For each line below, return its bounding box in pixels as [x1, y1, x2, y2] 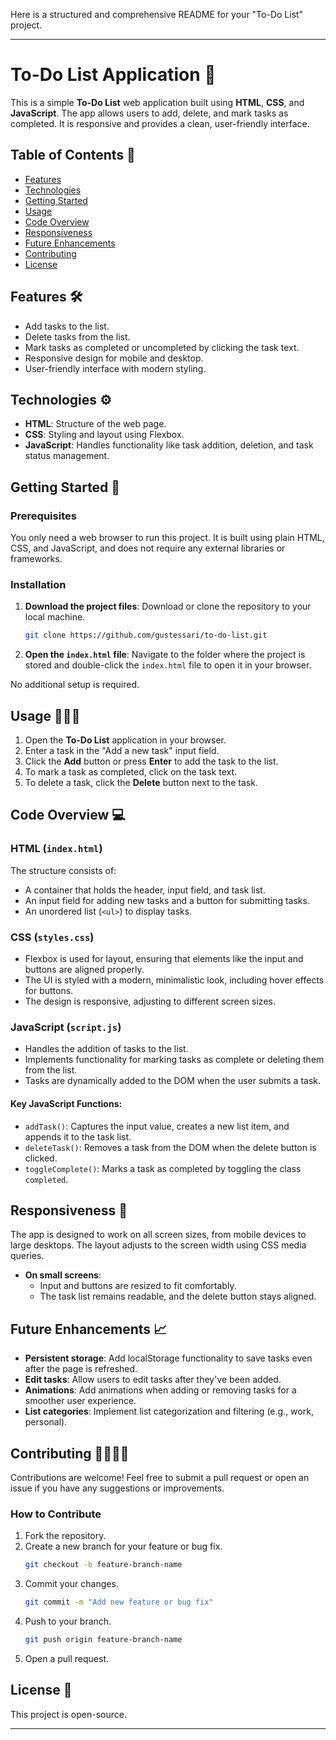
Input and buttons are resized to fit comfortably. [39, 1280, 237, 1292]
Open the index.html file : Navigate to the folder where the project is [24, 649, 306, 661]
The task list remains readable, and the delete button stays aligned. [39, 1290, 317, 1303]
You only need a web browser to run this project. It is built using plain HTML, [10, 532, 325, 544]
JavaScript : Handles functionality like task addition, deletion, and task [24, 439, 314, 451]
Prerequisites [10, 509, 77, 523]
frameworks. [10, 553, 63, 565]
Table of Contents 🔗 [10, 147, 136, 164]
